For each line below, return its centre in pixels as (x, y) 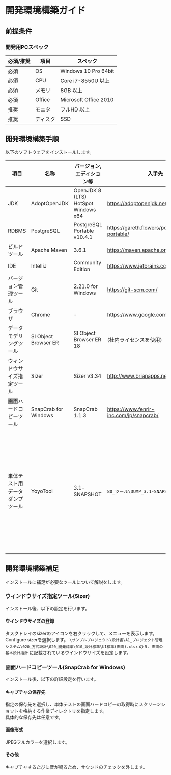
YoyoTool (42, 491)
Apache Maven (49, 250)
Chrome (41, 314)
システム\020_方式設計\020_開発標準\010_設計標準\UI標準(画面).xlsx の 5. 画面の (84, 646)
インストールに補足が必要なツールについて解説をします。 (65, 582)
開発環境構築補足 (32, 569)
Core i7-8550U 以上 (85, 81)
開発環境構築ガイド (46, 10)
